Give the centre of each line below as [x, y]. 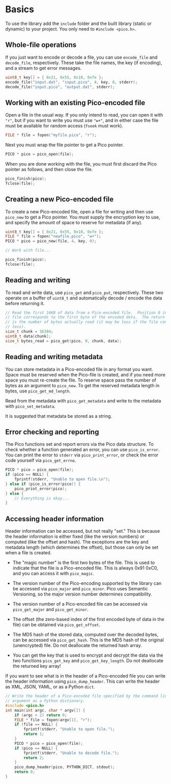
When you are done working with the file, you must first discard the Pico [81, 164]
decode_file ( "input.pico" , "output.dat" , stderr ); [60, 87]
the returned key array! [37, 666]
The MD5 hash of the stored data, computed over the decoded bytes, [85, 635]
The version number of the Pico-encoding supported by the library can [87, 583]
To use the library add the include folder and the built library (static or [78, 23]
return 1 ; [34, 734]
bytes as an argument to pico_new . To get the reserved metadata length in [82, 385]
